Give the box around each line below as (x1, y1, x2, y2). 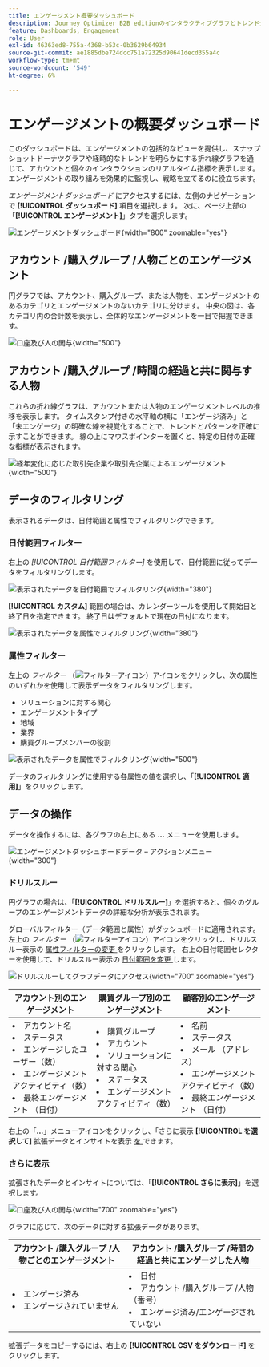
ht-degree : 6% (8, 71, 56, 79)
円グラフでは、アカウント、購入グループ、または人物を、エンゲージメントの (8, 291, 260, 300)
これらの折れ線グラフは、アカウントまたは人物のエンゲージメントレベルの (8, 401, 254, 411)
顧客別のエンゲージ (183, 992, 255, 1003)
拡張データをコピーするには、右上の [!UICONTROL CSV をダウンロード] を (8, 1341, 256, 1350)
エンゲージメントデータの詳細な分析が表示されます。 (29, 907, 204, 917)
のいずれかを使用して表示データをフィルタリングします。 (8, 680, 197, 690)
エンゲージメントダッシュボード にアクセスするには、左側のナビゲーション (8, 190, 255, 200)
